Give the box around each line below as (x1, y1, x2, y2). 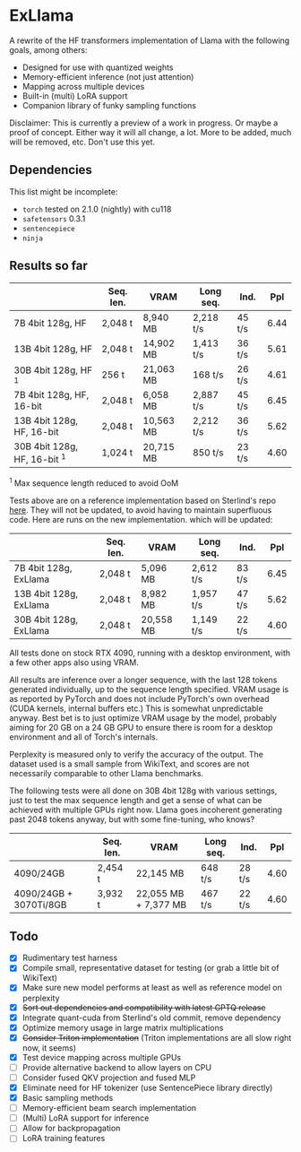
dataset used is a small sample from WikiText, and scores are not (9, 758, 250, 769)
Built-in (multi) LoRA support (21, 91, 128, 101)
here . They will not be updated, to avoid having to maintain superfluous (9, 504, 272, 515)
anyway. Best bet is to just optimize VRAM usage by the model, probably (9, 712, 278, 723)
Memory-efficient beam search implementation (21, 1103, 197, 1113)
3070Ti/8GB (13, 898, 67, 911)
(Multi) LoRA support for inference (21, 1113, 150, 1123)
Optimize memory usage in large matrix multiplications (21, 1022, 224, 1033)
